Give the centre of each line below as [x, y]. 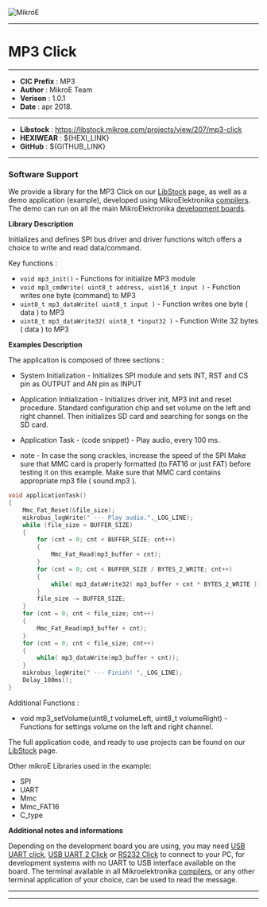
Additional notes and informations [66, 830]
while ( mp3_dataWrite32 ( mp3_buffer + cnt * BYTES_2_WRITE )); [157, 584]
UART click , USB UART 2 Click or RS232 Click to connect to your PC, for [126, 854]
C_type [31, 815]
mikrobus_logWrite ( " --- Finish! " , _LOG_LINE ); [103, 673]
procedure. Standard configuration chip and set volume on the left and [135, 408]
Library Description [41, 224]
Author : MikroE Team [56, 89]
